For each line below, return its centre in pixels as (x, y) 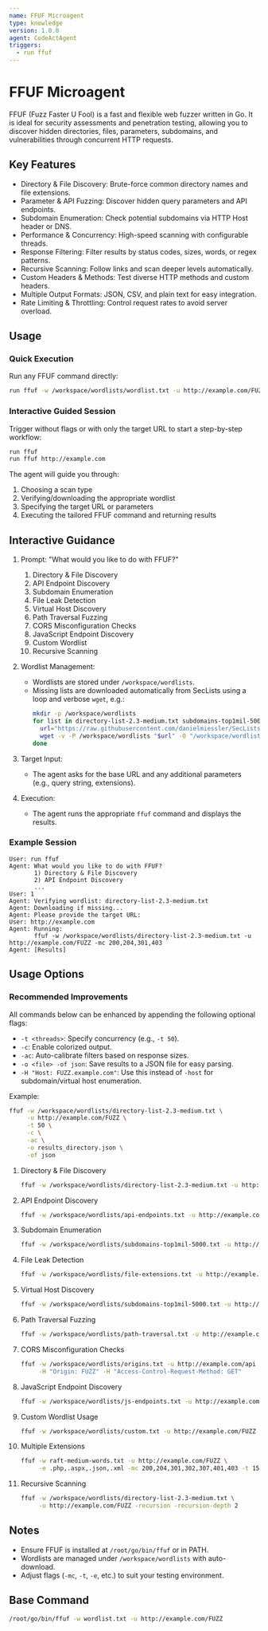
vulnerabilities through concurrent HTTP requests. (91, 140)
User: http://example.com (52, 922)
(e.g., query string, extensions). (84, 782)
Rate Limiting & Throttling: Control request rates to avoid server (124, 302)
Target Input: (41, 758)
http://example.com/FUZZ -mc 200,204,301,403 (85, 943)
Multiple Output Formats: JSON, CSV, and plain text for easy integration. (138, 294)
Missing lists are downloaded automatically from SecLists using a (139, 691)
